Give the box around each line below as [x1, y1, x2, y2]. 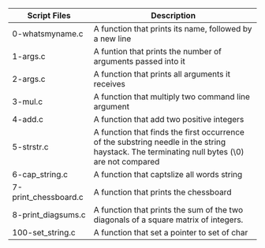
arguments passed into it [93, 56, 185, 66]
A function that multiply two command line [93, 91, 251, 102]
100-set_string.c [12, 228, 77, 238]
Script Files [27, 10, 71, 20]
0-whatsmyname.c [12, 28, 84, 39]
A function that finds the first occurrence [93, 127, 244, 137]
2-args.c [12, 74, 46, 84]
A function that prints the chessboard [93, 187, 232, 198]
